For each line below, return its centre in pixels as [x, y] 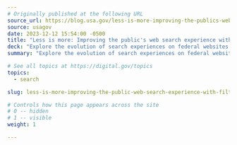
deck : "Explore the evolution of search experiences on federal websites [118, 47]
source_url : [25, 21]
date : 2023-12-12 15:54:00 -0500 [56, 34]
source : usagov [30, 27]
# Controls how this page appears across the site [83, 105]
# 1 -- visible [30, 118]
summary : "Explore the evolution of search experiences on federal [109, 54]
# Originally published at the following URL [75, 14]
